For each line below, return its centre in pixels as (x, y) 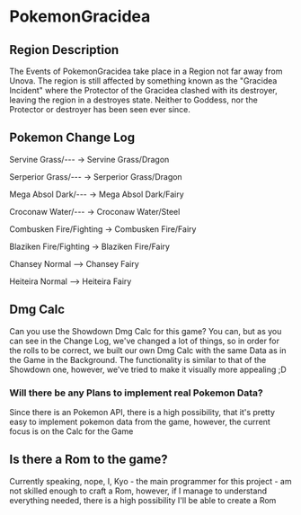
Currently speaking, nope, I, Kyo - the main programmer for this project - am (150, 481)
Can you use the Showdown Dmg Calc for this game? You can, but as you (146, 331)
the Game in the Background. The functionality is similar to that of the (138, 360)
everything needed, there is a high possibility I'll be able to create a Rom (143, 500)
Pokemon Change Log (72, 138)
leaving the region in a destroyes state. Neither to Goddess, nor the (133, 100)
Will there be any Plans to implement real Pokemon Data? (136, 393)
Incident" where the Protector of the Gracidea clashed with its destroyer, (144, 90)
